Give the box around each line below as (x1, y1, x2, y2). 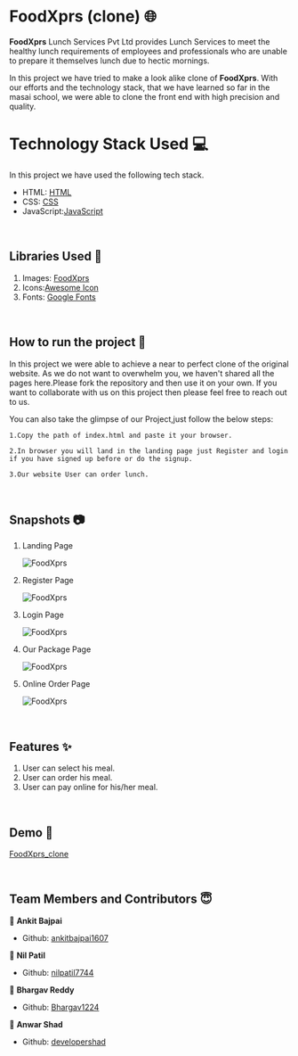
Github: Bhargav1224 (21, 1002, 100, 1012)
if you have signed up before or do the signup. (9, 454, 193, 463)
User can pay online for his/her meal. (21, 782, 158, 793)
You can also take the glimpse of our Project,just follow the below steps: (9, 413, 274, 425)
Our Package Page (21, 644, 92, 655)
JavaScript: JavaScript (21, 205, 104, 216)
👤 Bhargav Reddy (9, 984, 75, 995)
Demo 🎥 (9, 825, 53, 840)
